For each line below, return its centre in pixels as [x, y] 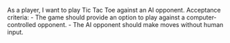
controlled [22, 25]
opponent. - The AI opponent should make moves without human [131, 25]
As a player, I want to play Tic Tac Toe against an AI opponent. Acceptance [114, 10]
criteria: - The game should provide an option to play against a [96, 17]
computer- [202, 17]
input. [16, 32]
